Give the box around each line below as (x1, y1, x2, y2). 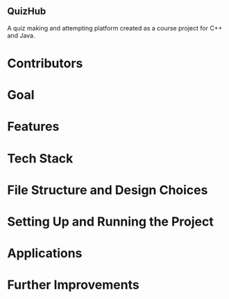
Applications (7, 246, 83, 262)
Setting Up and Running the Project (7, 214, 214, 229)
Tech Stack (7, 150, 74, 166)
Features (7, 119, 60, 134)
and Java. (7, 31, 35, 39)
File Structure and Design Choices (7, 182, 208, 198)
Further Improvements (7, 277, 140, 293)
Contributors (7, 55, 83, 71)
